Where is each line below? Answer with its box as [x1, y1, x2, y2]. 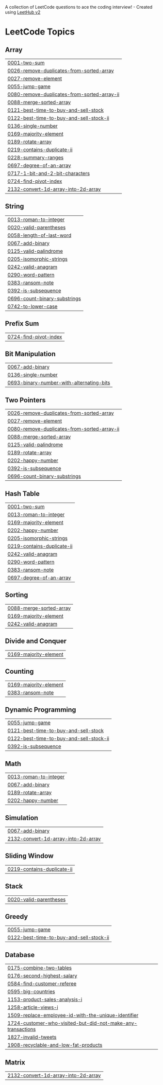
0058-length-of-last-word [7, 232, 72, 239]
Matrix [5, 1058, 25, 1067]
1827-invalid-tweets [7, 1034, 57, 1041]
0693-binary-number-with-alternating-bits [7, 379, 111, 386]
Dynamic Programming [5, 705, 76, 714]
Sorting [5, 591, 28, 599]
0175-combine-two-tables [7, 964, 72, 971]
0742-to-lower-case [7, 303, 58, 310]
